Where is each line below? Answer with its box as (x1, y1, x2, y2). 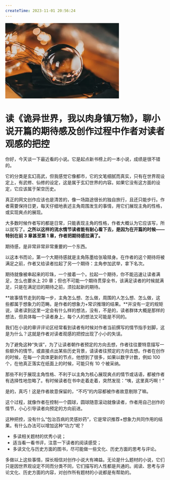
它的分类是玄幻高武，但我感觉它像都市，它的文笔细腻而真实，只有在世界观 (5, 173, 160, 179)
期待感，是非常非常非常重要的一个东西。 (5, 243, 90, 249)
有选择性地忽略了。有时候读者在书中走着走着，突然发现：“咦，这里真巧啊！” (5, 377, 164, 383)
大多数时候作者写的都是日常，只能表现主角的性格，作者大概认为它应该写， (5, 220, 160, 226)
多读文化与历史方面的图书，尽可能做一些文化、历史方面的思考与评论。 (12, 446, 159, 452)
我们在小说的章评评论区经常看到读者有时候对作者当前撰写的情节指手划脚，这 (5, 324, 165, 330)
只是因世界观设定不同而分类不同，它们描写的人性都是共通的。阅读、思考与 (5, 463, 160, 469)
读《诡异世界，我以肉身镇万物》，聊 (5, 113, 152, 124)
